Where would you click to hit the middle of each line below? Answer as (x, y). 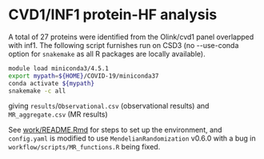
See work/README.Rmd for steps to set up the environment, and (115, 130)
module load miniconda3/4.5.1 (59, 68)
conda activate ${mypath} (51, 83)
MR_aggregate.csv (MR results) (58, 114)
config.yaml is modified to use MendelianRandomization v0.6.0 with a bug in (132, 138)
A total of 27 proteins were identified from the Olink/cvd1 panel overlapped (131, 37)
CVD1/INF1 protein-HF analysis (113, 15)
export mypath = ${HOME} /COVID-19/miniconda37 (84, 76)
